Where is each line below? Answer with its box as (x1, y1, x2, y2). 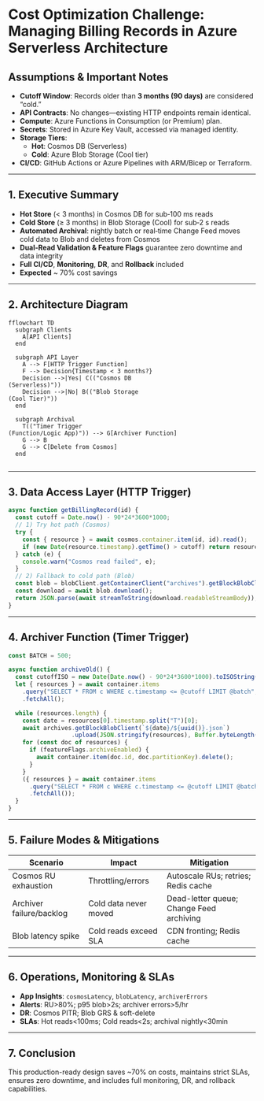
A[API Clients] (22, 332, 72, 340)
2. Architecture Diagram (8, 298, 128, 312)
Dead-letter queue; (166, 892, 238, 903)
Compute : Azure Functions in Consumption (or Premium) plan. (19, 117, 222, 125)
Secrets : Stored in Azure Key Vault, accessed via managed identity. (19, 124, 239, 134)
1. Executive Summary (8, 188, 119, 202)
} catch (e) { (15, 550, 61, 558)
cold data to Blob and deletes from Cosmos (19, 234, 160, 243)
